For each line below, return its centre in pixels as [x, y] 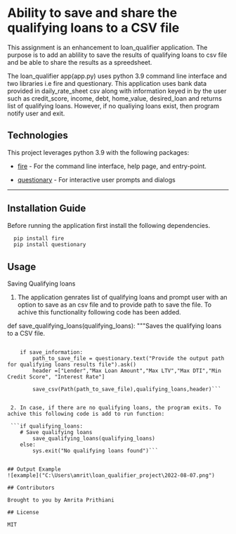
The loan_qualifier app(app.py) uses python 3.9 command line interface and [117, 76]
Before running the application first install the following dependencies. [109, 225]
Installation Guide [47, 209]
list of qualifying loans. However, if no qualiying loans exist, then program [113, 106]
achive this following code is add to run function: [86, 414]
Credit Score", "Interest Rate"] [56, 377]
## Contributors [31, 488]
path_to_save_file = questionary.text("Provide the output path [129, 359]
